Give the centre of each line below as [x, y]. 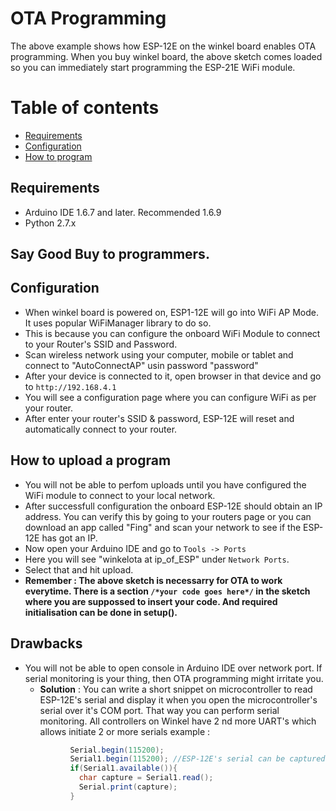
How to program [58, 156]
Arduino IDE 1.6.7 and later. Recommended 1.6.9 [123, 212]
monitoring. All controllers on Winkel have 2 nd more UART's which [178, 721]
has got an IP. [69, 538]
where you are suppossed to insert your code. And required [151, 601]
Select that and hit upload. [79, 569]
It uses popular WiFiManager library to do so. [118, 323]
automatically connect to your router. [101, 429]
